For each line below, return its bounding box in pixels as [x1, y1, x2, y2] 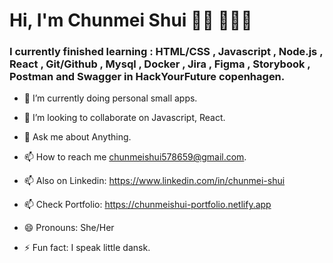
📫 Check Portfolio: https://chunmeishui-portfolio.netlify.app [23, 199, 272, 211]
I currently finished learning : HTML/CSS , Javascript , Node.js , [9, 45, 324, 59]
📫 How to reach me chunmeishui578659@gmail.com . [23, 151, 247, 163]
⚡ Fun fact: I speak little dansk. [23, 242, 151, 254]
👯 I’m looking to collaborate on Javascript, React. [23, 112, 226, 124]
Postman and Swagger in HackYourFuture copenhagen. [9, 70, 286, 84]
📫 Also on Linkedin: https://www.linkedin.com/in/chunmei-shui [23, 175, 286, 187]
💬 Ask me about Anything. [23, 131, 132, 143]
